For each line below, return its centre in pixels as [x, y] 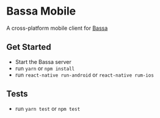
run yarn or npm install [45, 68]
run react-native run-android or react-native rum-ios [85, 75]
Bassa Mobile [41, 11]
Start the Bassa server [43, 61]
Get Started [29, 47]
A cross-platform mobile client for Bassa [57, 28]
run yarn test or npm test [48, 108]
